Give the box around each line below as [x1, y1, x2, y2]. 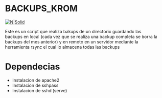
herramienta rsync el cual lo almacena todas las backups [5, 44, 120, 50]
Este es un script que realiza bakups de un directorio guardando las [5, 28, 141, 34]
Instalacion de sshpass [12, 82, 59, 88]
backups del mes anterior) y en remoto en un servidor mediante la [5, 39, 139, 44]
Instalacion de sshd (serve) [12, 87, 68, 93]
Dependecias [5, 61, 60, 72]
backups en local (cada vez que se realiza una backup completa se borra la [5, 34, 158, 39]
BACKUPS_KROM [5, 3, 78, 14]
